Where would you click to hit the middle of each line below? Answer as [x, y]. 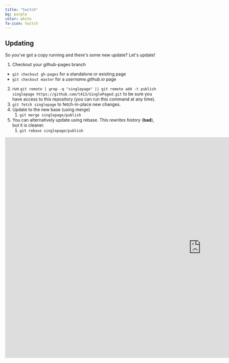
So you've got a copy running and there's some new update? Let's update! [80, 55]
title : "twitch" [22, 10]
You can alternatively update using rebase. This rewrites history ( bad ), [83, 120]
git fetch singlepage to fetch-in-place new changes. [66, 104]
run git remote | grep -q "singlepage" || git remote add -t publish [84, 89]
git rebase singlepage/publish [51, 131]
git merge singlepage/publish [50, 115]
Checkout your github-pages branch [49, 65]
